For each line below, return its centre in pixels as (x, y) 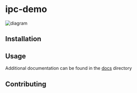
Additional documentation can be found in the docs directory (69, 68)
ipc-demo (26, 9)
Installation (23, 39)
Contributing (26, 84)
